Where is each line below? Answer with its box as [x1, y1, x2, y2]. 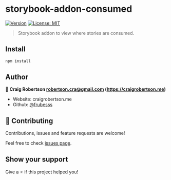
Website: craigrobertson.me [12, 96, 72, 103]
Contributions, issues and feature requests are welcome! [5, 130, 125, 136]
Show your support [5, 155, 68, 164]
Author [5, 73, 28, 82]
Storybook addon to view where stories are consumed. [17, 30, 135, 36]
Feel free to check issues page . [5, 140, 72, 146]
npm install [5, 58, 31, 64]
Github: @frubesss [12, 102, 53, 108]
